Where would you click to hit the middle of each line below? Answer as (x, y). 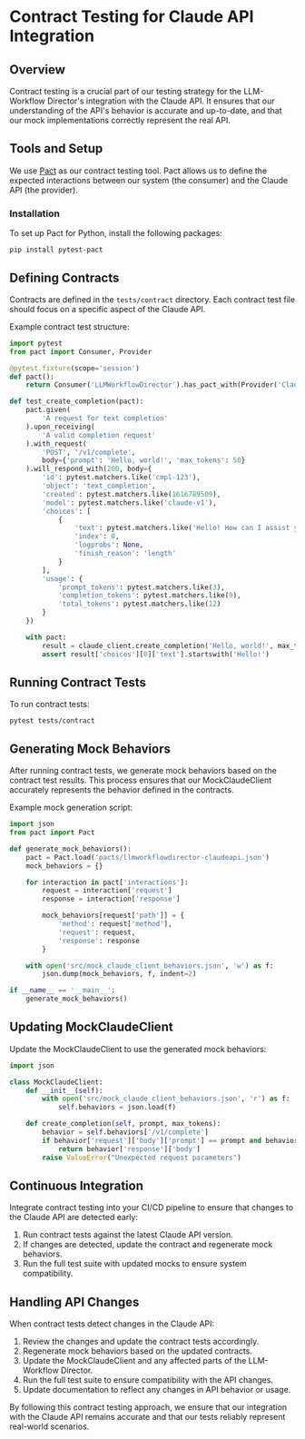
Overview (38, 69)
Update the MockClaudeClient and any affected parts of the (134, 1361)
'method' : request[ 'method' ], (115, 924)
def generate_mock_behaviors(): (70, 849)
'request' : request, (97, 932)
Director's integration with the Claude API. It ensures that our (161, 101)
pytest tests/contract (52, 721)
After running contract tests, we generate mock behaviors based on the (143, 771)
